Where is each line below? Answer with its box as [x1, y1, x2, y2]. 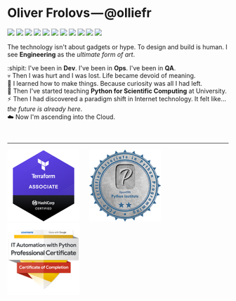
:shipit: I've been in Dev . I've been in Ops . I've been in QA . [7, 63, 176, 72]
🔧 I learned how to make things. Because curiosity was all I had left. [7, 79, 202, 87]
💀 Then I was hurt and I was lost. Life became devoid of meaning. [7, 71, 196, 79]
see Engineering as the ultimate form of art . [7, 50, 136, 58]
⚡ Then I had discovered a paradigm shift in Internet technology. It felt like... [7, 94, 227, 103]
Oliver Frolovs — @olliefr [7, 5, 152, 21]
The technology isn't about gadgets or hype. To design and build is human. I [7, 42, 228, 51]
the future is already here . [7, 104, 83, 113]
